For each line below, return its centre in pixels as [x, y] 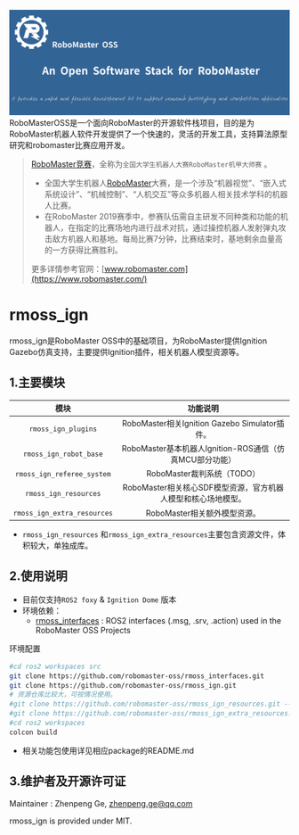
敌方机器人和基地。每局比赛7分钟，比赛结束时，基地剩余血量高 [167, 239]
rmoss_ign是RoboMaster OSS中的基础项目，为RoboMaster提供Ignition [138, 341]
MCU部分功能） [207, 459]
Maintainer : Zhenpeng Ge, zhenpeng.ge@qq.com [101, 803]
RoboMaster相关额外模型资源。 [203, 513]
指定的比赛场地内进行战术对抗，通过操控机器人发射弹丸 [177, 227]
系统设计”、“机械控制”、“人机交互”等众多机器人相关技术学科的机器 [166, 194]
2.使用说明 [39, 576]
